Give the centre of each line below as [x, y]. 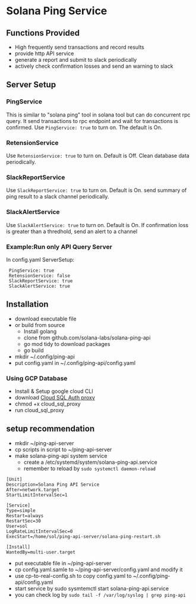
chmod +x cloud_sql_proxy [48, 404]
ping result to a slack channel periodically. [58, 197]
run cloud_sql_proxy [39, 410]
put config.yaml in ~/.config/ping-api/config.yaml [75, 363]
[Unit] [14, 479]
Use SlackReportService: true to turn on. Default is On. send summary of [97, 190]
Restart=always [25, 515]
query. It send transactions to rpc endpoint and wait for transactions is [92, 121]
